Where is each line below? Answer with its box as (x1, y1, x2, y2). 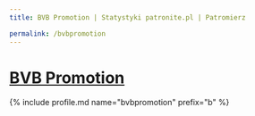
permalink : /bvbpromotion (9, 29, 106, 38)
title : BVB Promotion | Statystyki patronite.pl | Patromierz (9, 12, 246, 22)
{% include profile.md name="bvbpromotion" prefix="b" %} (9, 97, 230, 108)
